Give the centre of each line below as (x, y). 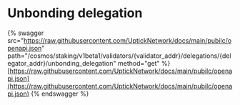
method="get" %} (144, 63)
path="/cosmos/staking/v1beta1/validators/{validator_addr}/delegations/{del (119, 56)
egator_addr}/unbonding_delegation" (62, 63)
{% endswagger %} (60, 94)
